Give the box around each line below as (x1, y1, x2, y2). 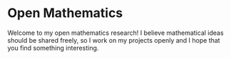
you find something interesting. (7, 43, 99, 52)
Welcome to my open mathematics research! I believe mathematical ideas (7, 28, 224, 37)
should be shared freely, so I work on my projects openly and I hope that (7, 36, 220, 44)
